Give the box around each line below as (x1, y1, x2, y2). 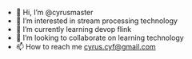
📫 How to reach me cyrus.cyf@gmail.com (15, 42, 156, 51)
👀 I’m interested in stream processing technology (15, 16, 178, 26)
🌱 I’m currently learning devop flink (15, 25, 132, 33)
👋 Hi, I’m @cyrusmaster (15, 8, 94, 17)
